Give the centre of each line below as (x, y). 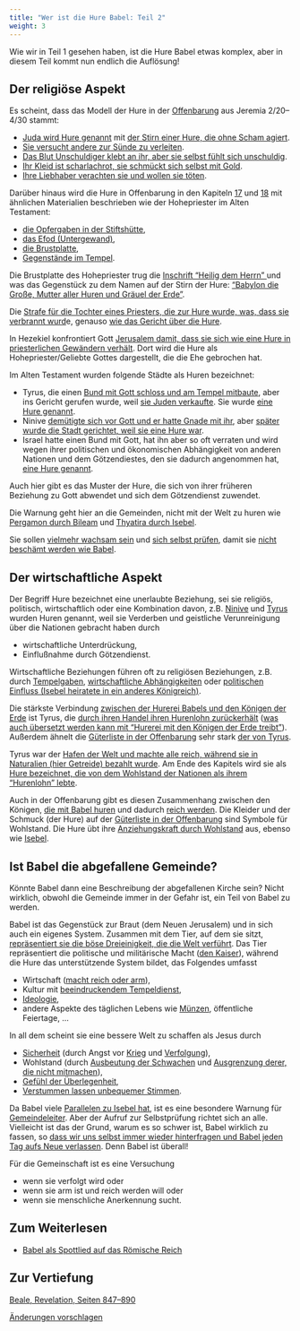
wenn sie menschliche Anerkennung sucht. (102, 1200)
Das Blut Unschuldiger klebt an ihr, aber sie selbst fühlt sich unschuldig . (155, 157)
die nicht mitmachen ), (62, 1071)
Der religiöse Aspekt (68, 89)
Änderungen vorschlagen (56, 1317)
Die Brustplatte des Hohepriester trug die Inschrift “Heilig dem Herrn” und (145, 275)
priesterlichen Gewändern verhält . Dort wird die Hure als (113, 348)
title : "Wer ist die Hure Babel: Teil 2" (88, 17)
